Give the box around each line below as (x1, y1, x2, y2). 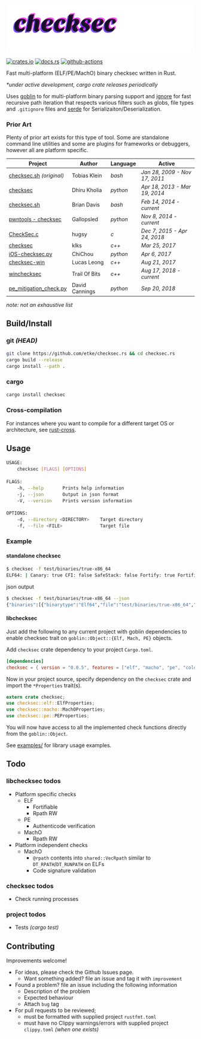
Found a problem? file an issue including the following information (14, 982, 178, 989)
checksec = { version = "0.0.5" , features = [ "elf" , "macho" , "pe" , (6, 665, 181, 671)
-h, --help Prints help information (17, 485, 124, 491)
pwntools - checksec (8, 216, 62, 223)
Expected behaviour (23, 994, 74, 1001)
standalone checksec (6, 552, 61, 559)
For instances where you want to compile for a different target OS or (6, 419, 175, 426)
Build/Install (6, 319, 52, 329)
